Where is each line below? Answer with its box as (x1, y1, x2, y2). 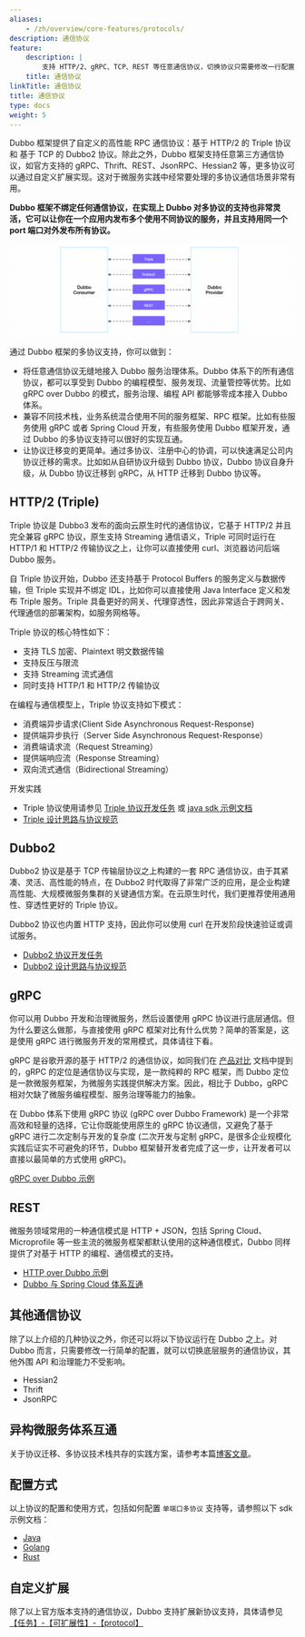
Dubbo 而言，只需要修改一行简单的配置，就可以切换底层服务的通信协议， (9, 1345, 283, 1356)
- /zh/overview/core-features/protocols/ (25, 24, 184, 34)
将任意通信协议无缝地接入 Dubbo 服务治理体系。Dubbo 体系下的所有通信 (22, 365, 295, 376)
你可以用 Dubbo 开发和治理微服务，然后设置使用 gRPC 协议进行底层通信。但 (9, 1013, 295, 1024)
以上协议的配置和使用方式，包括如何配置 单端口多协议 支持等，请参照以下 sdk (9, 1503, 293, 1514)
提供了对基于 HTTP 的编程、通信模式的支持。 (9, 1248, 179, 1259)
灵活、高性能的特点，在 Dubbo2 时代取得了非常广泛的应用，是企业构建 (25, 877, 290, 888)
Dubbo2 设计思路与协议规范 (22, 961, 127, 971)
